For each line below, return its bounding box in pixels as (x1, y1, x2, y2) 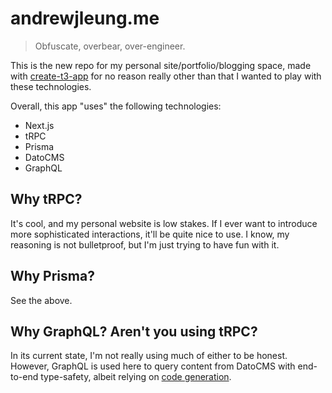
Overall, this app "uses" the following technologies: (10, 100, 222, 112)
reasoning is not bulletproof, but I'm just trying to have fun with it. (10, 238, 280, 251)
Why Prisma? (10, 268, 95, 285)
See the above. (10, 294, 73, 306)
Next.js (24, 119, 55, 131)
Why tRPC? (10, 191, 83, 208)
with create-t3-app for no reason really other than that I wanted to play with (10, 70, 322, 82)
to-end (10, 371, 39, 383)
